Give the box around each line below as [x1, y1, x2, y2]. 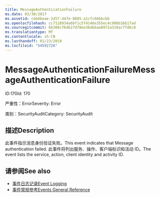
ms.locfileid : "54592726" [5, 43, 57, 48]
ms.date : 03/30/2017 [5, 12, 47, 16]
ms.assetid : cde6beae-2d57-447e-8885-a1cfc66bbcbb [5, 16, 110, 21]
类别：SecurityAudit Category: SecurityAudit [5, 111, 93, 116]
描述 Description [5, 126, 54, 134]
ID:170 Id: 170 [5, 90, 31, 96]
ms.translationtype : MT [5, 30, 53, 34]
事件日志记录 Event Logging [12, 181, 67, 187]
